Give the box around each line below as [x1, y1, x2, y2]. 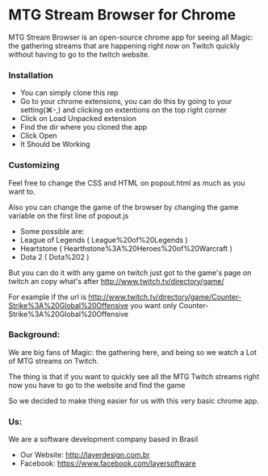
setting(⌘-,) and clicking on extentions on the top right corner [19, 105, 228, 115]
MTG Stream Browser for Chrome [8, 6, 237, 24]
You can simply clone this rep [19, 88, 119, 98]
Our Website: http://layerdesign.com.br [19, 450, 151, 460]
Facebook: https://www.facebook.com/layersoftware [19, 458, 196, 469]
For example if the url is [8, 292, 87, 302]
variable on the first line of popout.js [8, 211, 129, 220]
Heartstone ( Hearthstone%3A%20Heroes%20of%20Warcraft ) [19, 244, 232, 253]
